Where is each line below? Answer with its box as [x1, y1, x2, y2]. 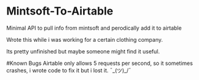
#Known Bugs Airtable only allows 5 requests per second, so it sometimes [6, 59, 194, 67]
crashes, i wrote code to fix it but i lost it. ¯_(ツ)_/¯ [6, 67, 131, 74]
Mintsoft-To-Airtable [6, 4, 114, 18]
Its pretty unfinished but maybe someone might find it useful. [6, 47, 160, 55]
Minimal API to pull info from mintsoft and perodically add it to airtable [6, 24, 182, 32]
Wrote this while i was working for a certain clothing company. [6, 36, 163, 43]
